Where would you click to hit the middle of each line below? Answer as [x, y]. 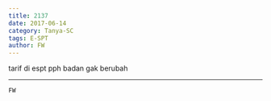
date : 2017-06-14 [38, 23]
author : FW [27, 46]
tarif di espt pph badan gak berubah [68, 68]
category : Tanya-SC [41, 30]
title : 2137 [28, 16]
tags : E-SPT [28, 38]
